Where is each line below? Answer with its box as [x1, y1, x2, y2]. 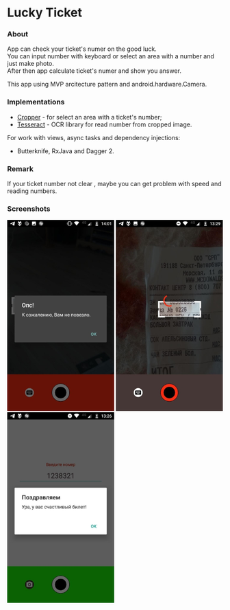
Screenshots [7, 204, 51, 214]
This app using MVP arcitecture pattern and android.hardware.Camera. [7, 80, 207, 89]
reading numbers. [7, 187, 57, 195]
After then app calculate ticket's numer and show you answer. [7, 67, 181, 75]
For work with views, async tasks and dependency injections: [7, 133, 181, 142]
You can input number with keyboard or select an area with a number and [7, 52, 214, 60]
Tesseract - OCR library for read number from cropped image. [16, 120, 192, 128]
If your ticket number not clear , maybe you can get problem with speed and [7, 180, 222, 188]
